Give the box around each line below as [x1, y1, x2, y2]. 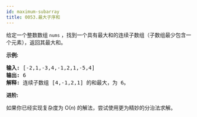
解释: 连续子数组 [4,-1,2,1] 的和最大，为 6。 [6, 79, 129, 86]
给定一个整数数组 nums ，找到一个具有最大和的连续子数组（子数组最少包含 [6, 31, 186, 39]
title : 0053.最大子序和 [6, 14, 61, 20]
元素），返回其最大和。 [11, 39, 66, 46]
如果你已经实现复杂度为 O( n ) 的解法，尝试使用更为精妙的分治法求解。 [6, 104, 176, 111]
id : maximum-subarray [6, 8, 60, 15]
